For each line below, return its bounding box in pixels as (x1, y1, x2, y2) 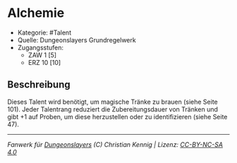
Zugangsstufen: (17, 43, 64, 52)
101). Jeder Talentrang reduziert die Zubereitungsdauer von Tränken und (7, 104, 219, 114)
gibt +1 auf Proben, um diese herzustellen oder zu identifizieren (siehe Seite (7, 112, 228, 121)
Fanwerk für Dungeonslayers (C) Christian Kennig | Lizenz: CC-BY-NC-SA (7, 140, 224, 149)
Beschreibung (7, 79, 71, 91)
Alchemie (7, 5, 65, 21)
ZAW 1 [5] (28, 51, 57, 59)
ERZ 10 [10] (28, 58, 61, 66)
